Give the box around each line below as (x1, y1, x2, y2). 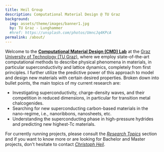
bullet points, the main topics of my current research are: (5, 80, 121, 86)
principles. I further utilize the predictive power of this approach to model (5, 69, 154, 75)
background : (5, 16, 30, 21)
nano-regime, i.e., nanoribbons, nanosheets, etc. (12, 110, 112, 116)
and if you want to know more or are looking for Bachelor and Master (5, 136, 146, 142)
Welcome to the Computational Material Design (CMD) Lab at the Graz (5, 48, 151, 54)
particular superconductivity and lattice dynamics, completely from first (5, 64, 151, 70)
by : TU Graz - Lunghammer (9, 26, 63, 31)
